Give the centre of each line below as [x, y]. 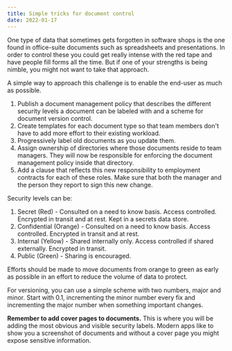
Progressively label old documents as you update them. [97, 140]
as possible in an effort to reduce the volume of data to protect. [98, 276]
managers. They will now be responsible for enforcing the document [115, 155]
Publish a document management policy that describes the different [114, 103]
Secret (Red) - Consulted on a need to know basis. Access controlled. [117, 212]
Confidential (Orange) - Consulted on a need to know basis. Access [114, 226]
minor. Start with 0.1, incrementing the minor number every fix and [101, 297]
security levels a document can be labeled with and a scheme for [110, 111]
